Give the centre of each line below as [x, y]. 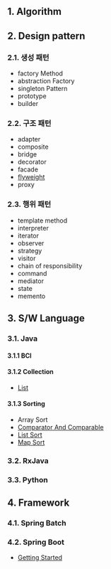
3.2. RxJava [28, 460]
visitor [27, 258]
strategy [30, 250]
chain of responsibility [50, 265]
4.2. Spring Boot [36, 542]
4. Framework [39, 503]
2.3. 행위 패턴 [29, 204]
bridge [27, 154]
